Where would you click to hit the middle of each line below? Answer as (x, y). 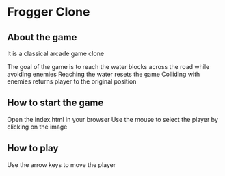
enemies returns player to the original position (72, 81)
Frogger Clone (49, 12)
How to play (33, 148)
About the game (42, 37)
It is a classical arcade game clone (56, 53)
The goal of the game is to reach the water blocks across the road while (108, 67)
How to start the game (55, 103)
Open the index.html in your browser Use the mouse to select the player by (113, 119)
